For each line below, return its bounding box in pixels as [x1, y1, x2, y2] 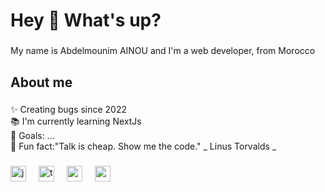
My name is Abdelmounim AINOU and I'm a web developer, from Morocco [10, 45, 316, 57]
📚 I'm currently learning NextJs [10, 115, 142, 128]
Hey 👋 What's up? [10, 9, 162, 32]
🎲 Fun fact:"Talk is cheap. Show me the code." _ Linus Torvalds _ [10, 140, 277, 153]
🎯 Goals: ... [10, 130, 55, 142]
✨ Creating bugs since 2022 [10, 104, 128, 116]
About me [10, 74, 73, 91]
